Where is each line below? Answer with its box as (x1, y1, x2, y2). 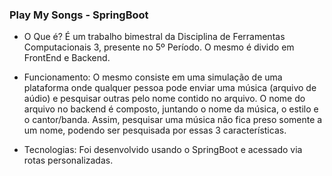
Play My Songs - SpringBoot (9, 8, 149, 22)
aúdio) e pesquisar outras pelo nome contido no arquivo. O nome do (23, 93, 306, 105)
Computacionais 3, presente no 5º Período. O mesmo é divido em (23, 41, 295, 53)
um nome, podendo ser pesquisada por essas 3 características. (23, 124, 287, 137)
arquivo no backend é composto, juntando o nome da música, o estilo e (23, 103, 319, 115)
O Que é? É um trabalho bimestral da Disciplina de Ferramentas (23, 31, 286, 43)
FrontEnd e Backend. (23, 52, 111, 64)
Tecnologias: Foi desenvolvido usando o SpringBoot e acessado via (23, 144, 303, 156)
